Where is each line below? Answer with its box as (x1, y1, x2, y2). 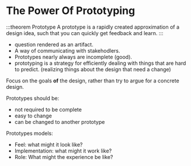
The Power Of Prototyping (6, 4, 136, 18)
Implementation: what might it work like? (14, 147, 112, 154)
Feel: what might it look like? (14, 141, 83, 148)
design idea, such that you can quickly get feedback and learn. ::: (6, 29, 164, 36)
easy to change (14, 112, 53, 119)
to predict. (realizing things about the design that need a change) (14, 65, 171, 72)
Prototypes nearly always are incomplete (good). (14, 53, 133, 60)
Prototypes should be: (6, 95, 60, 102)
